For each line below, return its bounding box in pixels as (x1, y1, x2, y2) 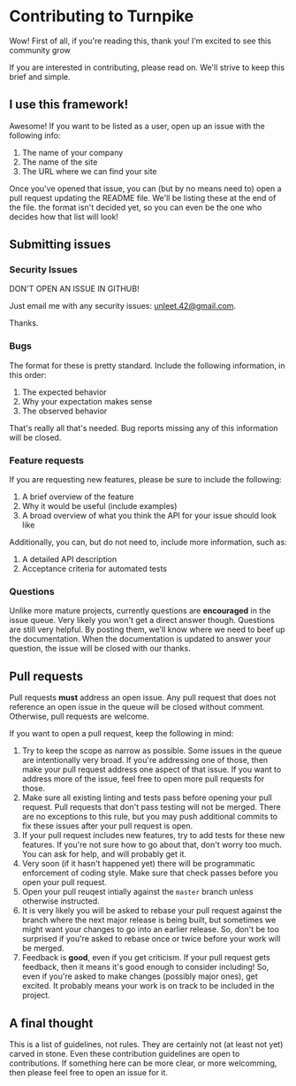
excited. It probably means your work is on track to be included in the (21, 981, 275, 991)
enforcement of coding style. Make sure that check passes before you (21, 867, 278, 878)
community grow (9, 44, 71, 55)
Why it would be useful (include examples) (21, 501, 178, 512)
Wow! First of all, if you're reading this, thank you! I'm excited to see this (9, 35, 272, 46)
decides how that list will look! (9, 211, 119, 222)
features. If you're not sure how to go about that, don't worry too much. (21, 839, 283, 851)
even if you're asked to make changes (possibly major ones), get (21, 971, 258, 982)
